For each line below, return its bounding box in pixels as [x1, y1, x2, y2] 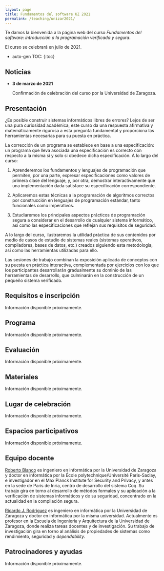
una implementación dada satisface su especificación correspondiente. [12, 183, 156, 188]
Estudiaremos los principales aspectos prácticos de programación [12, 212, 145, 217]
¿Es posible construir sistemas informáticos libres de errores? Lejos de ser [5, 118, 155, 123]
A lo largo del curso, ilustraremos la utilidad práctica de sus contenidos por [5, 232, 156, 237]
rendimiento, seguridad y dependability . [5, 533, 85, 539]
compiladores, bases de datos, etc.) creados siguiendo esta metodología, [5, 242, 153, 248]
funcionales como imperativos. [12, 203, 75, 208]
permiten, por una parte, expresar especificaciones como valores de [12, 173, 150, 178]
